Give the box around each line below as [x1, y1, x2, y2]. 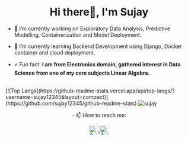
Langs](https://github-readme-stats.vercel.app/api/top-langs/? [21, 87, 176, 94]
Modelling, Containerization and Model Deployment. [14, 31, 142, 38]
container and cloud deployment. [14, 49, 95, 56]
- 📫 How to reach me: [72, 111, 126, 118]
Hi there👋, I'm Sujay [49, 5, 149, 19]
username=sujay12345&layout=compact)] [5, 93, 109, 100]
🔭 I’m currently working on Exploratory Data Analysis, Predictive [14, 25, 171, 32]
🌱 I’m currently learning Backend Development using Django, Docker [14, 43, 182, 50]
